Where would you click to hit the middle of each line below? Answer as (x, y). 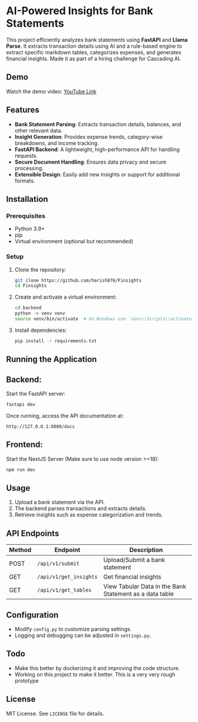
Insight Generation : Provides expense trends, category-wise (89, 136)
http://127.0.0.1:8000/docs (41, 426)
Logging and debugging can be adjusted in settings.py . (83, 635)
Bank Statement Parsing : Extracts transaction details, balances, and (98, 124)
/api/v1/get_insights (67, 577)
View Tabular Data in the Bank (145, 587)
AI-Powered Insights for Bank (80, 11)
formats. (25, 181)
